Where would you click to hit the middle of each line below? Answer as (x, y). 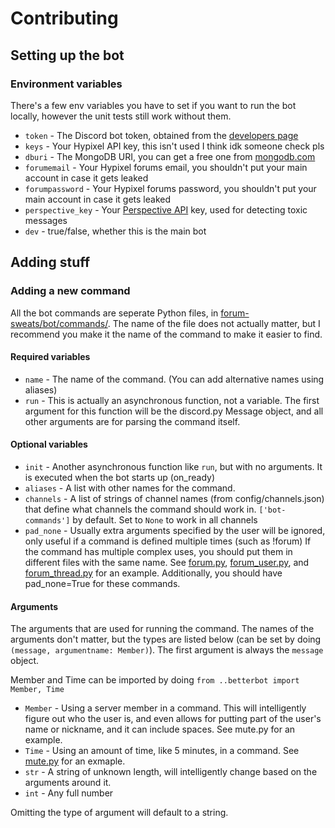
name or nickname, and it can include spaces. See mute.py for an (160, 729)
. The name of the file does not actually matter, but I (214, 323)
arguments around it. (68, 783)
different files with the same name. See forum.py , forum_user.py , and (167, 562)
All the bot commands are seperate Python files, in (114, 313)
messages (46, 220)
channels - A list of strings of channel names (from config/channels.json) (174, 498)
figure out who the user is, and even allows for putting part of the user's (173, 719)
